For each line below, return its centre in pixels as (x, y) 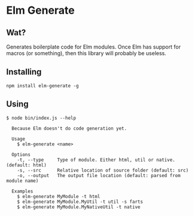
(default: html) (26, 165)
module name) (22, 181)
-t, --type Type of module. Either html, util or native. (96, 160)
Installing (24, 72)
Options (21, 154)
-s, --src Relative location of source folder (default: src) (103, 170)
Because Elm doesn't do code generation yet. (69, 128)
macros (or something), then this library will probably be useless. (86, 53)
